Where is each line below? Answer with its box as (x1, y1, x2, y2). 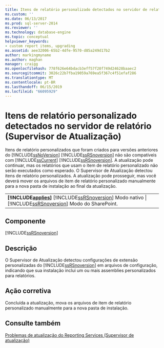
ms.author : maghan (5, 57, 42, 62)
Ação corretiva (5, 287, 51, 295)
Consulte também (5, 319, 61, 327)
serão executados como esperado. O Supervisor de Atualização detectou (5, 168, 153, 174)
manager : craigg (5, 62, 38, 66)
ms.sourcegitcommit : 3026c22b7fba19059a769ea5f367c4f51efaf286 (5, 71, 137, 76)
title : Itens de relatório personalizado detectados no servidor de (5, 7, 147, 12)
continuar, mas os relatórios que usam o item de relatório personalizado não (5, 162, 158, 169)
